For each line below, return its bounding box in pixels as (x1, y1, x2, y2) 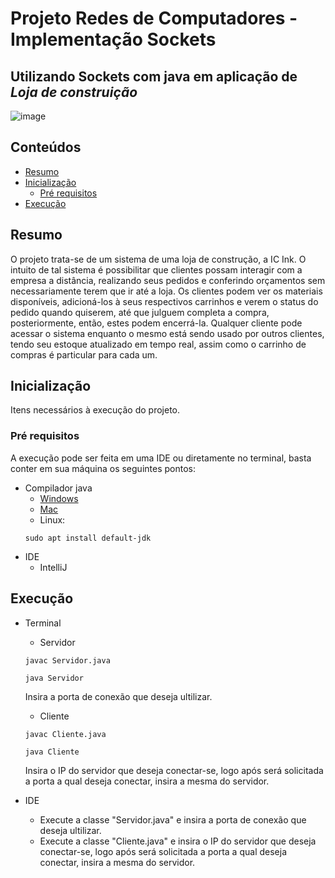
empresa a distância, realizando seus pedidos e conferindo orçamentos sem (10, 274, 326, 286)
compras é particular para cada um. (10, 348, 158, 361)
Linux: (39, 513, 66, 526)
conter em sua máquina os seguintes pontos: (10, 462, 196, 474)
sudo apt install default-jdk (24, 533, 152, 543)
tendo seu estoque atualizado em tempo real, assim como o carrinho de (10, 338, 307, 350)
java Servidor (24, 673, 84, 683)
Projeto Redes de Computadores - (10, 7, 298, 30)
